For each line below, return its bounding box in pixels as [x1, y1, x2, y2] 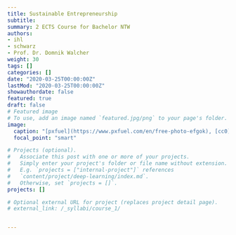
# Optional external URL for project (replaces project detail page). [7, 199, 218, 206]
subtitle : [7, 17, 37, 24]
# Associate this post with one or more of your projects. [7, 154, 190, 161]
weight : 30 [7, 56, 39, 63]
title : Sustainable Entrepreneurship [7, 10, 118, 18]
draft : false [7, 102, 46, 109]
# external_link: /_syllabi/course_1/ [7, 205, 121, 213]
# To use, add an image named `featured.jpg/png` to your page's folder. [7, 114, 228, 121]
